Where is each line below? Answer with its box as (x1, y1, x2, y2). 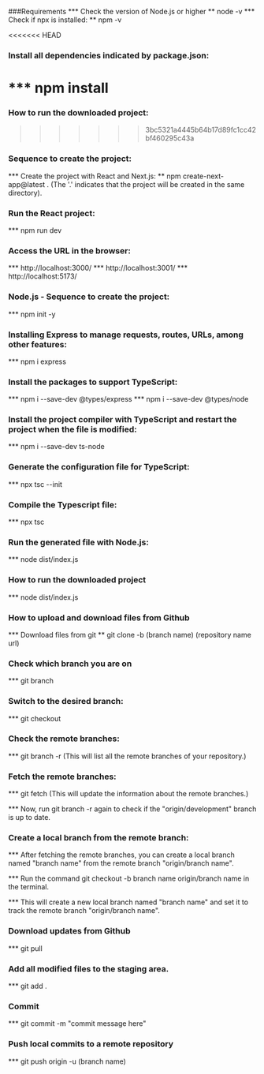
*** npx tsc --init (8, 479, 63, 488)
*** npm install (8, 79, 109, 97)
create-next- (182, 171, 225, 181)
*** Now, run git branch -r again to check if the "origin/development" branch (8, 804, 257, 814)
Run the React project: (8, 208, 96, 219)
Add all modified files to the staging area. (8, 963, 169, 974)
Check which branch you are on (8, 658, 132, 669)
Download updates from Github (8, 926, 131, 937)
